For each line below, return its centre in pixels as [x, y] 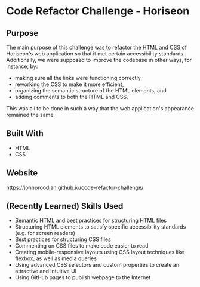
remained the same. [31, 115]
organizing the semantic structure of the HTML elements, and [90, 90]
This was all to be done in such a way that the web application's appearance [100, 108]
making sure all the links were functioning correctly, [78, 78]
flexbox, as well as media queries [56, 258]
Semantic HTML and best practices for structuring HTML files [91, 220]
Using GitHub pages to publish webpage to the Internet [83, 277]
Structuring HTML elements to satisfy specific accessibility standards [100, 227]
